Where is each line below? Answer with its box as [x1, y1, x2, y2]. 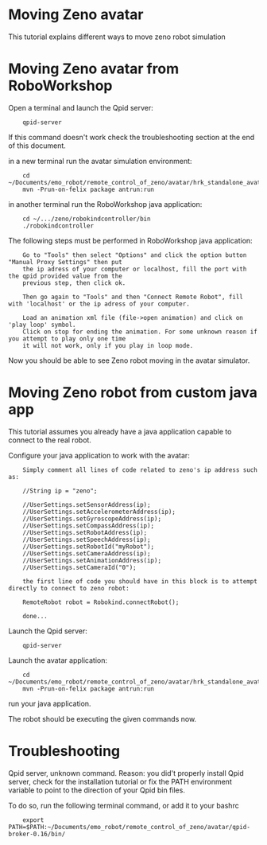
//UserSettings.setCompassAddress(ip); [22, 521, 155, 530]
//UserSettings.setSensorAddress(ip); [22, 500, 151, 508]
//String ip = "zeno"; [22, 487, 98, 495]
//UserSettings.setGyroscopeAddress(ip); [22, 515, 161, 523]
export [22, 816, 44, 824]
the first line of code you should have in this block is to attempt [22, 577, 258, 586]
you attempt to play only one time [8, 334, 126, 343]
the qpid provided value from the [8, 272, 123, 280]
